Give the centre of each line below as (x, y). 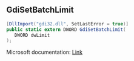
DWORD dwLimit (32, 35)
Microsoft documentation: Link (45, 52)
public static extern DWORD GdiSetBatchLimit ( (66, 30)
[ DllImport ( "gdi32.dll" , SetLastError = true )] (68, 24)
